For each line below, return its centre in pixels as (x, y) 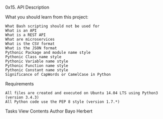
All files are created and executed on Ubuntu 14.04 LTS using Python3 (81, 93)
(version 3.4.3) (22, 97)
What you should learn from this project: (47, 17)
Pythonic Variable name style (37, 61)
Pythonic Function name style (37, 66)
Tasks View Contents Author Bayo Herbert (49, 111)
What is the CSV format (30, 44)
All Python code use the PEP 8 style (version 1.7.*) (63, 102)
